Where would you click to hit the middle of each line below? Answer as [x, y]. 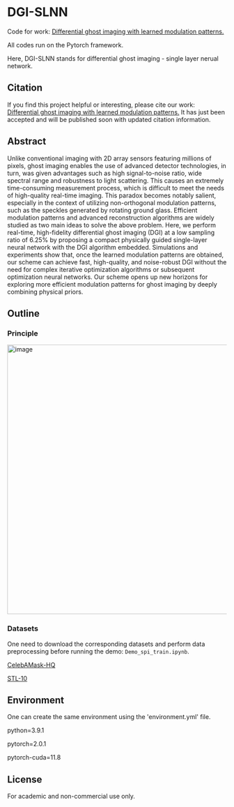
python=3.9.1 [26, 730]
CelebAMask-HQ [31, 665]
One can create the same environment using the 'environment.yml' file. [109, 717]
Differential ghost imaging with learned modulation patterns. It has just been [116, 112]
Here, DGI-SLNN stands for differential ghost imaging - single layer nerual [113, 58]
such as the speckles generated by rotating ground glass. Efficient [102, 210]
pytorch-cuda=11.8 [34, 757]
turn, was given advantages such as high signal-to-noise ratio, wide [104, 173]
